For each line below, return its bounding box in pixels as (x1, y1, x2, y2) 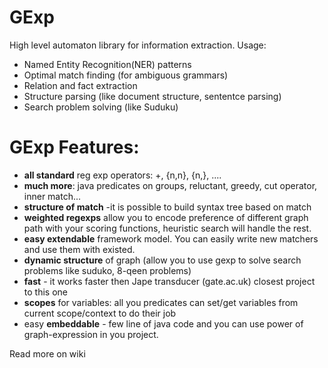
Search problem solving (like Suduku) (23, 101, 179, 113)
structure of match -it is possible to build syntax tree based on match (23, 201, 312, 213)
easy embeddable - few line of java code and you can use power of (23, 317, 304, 330)
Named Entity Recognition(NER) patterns (23, 58, 192, 70)
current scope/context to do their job (23, 307, 177, 319)
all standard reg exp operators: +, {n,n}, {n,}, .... (23, 169, 222, 181)
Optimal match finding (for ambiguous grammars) (23, 69, 229, 81)
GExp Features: (9, 136, 140, 159)
